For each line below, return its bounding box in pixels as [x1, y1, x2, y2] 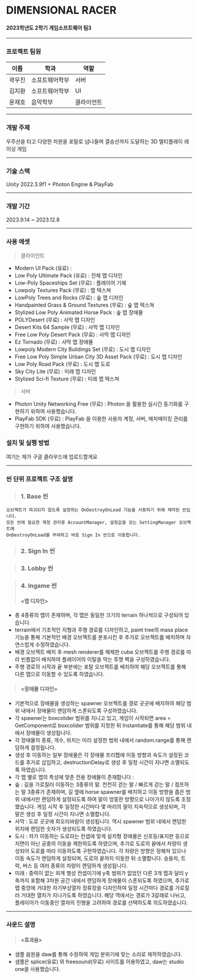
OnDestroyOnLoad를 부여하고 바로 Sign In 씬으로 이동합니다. [6, 532, 141, 538]
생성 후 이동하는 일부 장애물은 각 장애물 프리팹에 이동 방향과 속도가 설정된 [14, 751, 183, 758]
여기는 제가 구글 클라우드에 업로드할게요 [6, 453, 98, 461]
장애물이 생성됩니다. [25, 729, 72, 736]
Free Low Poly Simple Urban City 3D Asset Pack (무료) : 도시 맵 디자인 [14, 353, 183, 360]
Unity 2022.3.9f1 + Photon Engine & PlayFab [6, 181, 114, 188]
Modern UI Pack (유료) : [14, 264, 72, 272]
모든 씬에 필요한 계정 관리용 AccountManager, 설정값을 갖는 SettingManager [6, 520, 177, 526]
